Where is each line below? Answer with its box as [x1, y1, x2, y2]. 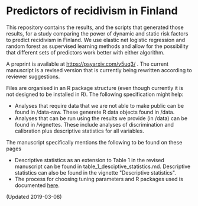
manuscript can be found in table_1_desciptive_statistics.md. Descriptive [14, 163, 191, 170]
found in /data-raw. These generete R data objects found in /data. [14, 108, 175, 115]
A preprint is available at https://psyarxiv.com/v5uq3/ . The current [6, 60, 169, 67]
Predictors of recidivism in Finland [6, 4, 178, 18]
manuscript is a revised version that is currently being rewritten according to [6, 66, 192, 73]
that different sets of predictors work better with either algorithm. [6, 49, 165, 56]
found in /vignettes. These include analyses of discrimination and [14, 121, 174, 128]
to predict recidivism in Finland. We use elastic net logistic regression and [6, 36, 186, 43]
